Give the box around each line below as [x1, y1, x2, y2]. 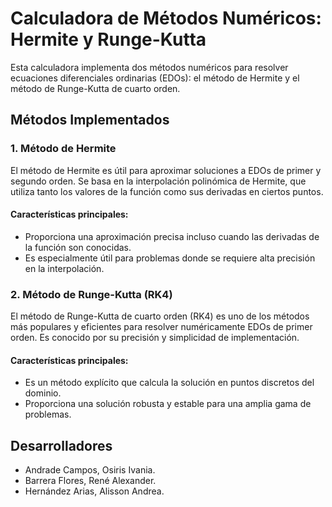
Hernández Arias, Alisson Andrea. [24, 485, 165, 497]
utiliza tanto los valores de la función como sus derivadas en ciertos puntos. [10, 185, 324, 197]
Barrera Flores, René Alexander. [24, 475, 157, 487]
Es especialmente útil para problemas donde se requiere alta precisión [24, 252, 316, 264]
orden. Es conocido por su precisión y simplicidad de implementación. [10, 332, 300, 344]
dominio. [24, 387, 62, 399]
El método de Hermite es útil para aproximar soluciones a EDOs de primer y [10, 164, 322, 176]
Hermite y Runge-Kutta [10, 28, 207, 51]
